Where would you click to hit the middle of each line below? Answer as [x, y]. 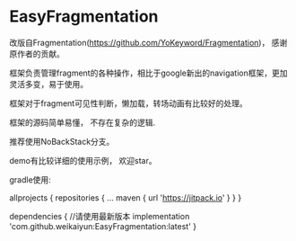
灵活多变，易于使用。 [48, 84]
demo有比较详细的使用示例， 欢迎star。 [83, 160]
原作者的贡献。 [37, 54]
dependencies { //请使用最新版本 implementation [100, 216]
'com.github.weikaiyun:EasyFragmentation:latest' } [103, 226]
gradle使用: [30, 179]
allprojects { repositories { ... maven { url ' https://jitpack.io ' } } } [126, 197]
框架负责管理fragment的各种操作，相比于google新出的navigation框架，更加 [148, 73]
